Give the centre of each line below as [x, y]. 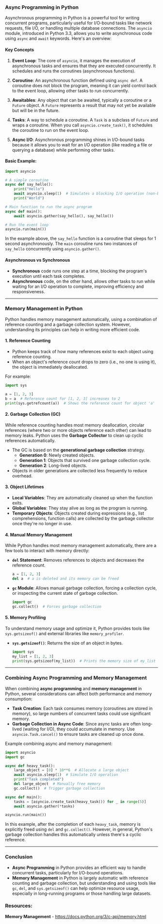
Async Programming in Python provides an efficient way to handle [79, 868]
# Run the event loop [27, 225]
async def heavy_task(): [30, 766]
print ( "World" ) [29, 198]
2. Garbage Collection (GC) [33, 414]
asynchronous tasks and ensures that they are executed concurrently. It [84, 66]
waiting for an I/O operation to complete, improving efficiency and [78, 286]
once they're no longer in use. [42, 523]
